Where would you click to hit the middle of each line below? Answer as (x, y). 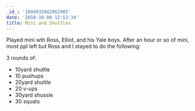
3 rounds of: (22, 58)
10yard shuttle (32, 70)
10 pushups (29, 76)
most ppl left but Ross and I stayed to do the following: (73, 46)
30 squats (27, 101)
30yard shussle (34, 95)
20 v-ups (26, 89)
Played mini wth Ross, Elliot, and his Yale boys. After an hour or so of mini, (98, 40)
